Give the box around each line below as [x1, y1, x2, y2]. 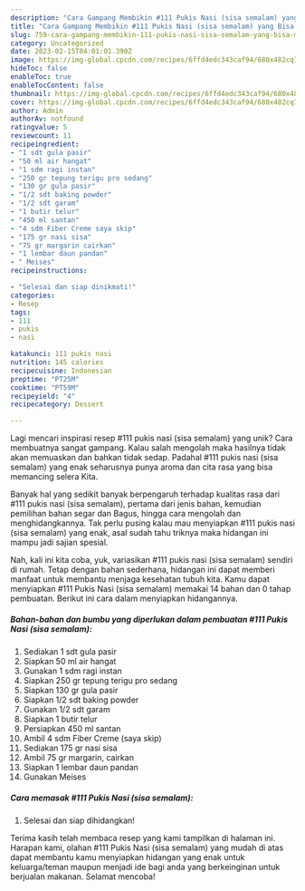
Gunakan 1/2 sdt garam [23, 704, 111, 715]
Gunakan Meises [23, 771, 87, 782]
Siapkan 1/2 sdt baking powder [23, 694, 139, 705]
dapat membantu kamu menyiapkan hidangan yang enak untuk [10, 852, 245, 863]
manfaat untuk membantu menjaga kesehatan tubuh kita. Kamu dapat [10, 574, 271, 585]
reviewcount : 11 [10, 131, 71, 140]
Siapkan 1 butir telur [23, 713, 98, 725]
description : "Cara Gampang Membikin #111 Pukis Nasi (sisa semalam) [10, 13, 279, 23]
